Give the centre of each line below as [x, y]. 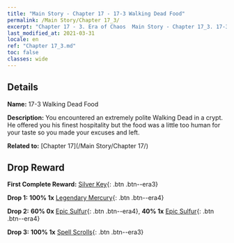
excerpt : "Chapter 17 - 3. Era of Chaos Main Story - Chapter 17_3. [110, 26]
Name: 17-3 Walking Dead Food [53, 104]
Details [23, 87]
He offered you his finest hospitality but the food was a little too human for [114, 125]
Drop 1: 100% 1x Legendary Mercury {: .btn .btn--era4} [86, 198]
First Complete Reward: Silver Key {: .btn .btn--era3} [83, 185]
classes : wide [28, 59]
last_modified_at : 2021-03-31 [51, 33]
